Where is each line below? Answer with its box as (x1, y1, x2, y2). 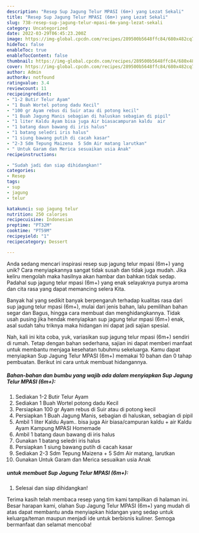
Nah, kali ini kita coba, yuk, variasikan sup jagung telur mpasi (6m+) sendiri (6, 333, 190, 340)
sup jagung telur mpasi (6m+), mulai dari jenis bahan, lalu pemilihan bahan (6, 303, 188, 310)
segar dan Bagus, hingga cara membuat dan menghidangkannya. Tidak (6, 309, 181, 316)
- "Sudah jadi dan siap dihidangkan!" (6, 162, 102, 168)
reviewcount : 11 (6, 86, 47, 92)
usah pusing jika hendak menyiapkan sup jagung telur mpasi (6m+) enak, (6, 316, 185, 323)
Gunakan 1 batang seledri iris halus (15, 437, 101, 444)
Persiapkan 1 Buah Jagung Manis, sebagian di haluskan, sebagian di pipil (15, 412, 193, 419)
